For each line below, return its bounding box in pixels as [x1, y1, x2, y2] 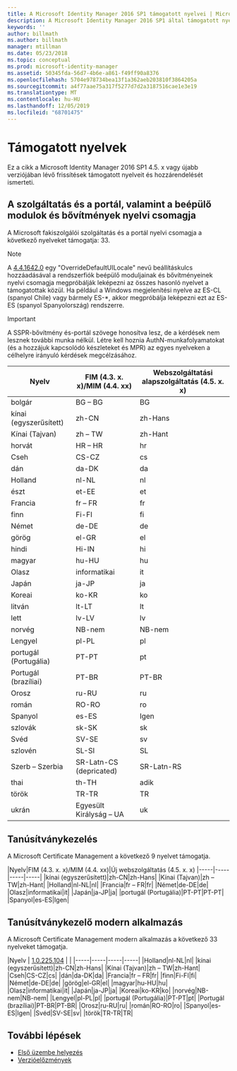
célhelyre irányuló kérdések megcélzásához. [7, 351, 138, 359]
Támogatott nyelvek [7, 139, 127, 156]
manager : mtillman [7, 43, 61, 50]
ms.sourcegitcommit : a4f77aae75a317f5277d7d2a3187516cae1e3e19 [7, 83, 197, 90]
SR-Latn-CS [75, 757, 119, 767]
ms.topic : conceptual [7, 57, 71, 64]
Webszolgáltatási [152, 367, 213, 377]
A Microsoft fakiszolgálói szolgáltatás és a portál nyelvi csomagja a [7, 228, 202, 237]
